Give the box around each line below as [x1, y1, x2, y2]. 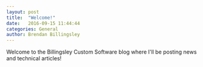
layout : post [6, 9, 40, 15]
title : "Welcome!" [6, 15, 56, 21]
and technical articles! [6, 55, 62, 62]
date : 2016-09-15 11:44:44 [6, 20, 80, 26]
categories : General [6, 26, 59, 32]
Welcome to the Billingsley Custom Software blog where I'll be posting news [6, 48, 197, 55]
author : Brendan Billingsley [6, 32, 80, 38]
